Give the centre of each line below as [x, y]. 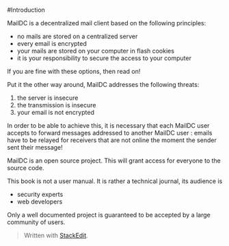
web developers [40, 202]
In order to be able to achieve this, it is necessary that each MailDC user [108, 125]
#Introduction [26, 10]
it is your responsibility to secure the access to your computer [104, 58]
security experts [40, 194]
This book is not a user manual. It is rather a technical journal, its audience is [115, 181]
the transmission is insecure [56, 105]
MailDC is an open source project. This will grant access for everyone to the [114, 161]
